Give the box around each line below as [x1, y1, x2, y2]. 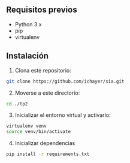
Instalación [6, 51, 49, 61]
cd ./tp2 [6, 101, 28, 107]
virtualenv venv [6, 123, 47, 129]
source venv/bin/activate [6, 129, 71, 135]
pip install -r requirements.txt [6, 151, 90, 158]
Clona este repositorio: [14, 67, 71, 74]
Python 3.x [14, 20, 42, 28]
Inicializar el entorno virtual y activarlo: [14, 111, 111, 119]
